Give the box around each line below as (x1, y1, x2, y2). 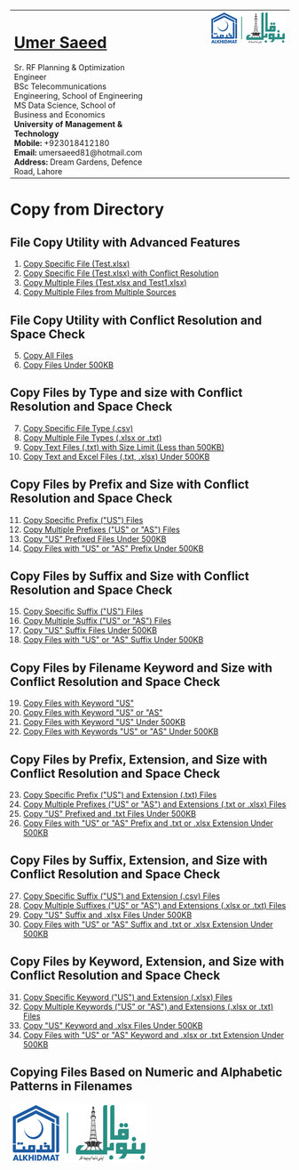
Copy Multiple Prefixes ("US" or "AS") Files (22, 524, 180, 535)
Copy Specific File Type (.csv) (22, 423, 134, 433)
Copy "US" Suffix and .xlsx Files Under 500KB (22, 909, 193, 920)
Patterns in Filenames (10, 1078, 133, 1094)
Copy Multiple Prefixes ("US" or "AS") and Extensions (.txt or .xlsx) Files (22, 799, 287, 810)
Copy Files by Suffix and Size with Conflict (10, 569, 249, 584)
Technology (13, 128, 59, 139)
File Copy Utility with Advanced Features (10, 235, 240, 250)
